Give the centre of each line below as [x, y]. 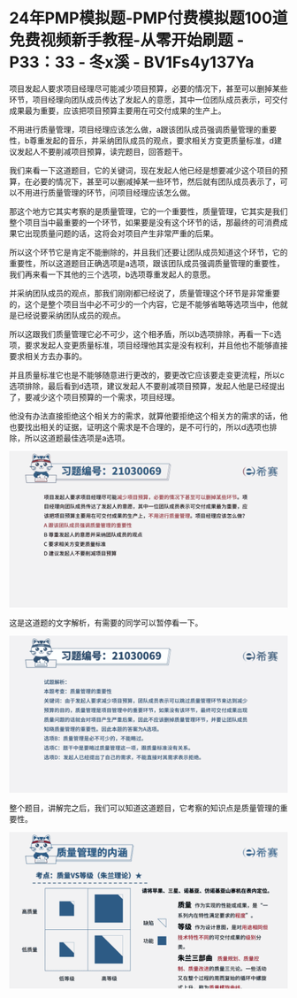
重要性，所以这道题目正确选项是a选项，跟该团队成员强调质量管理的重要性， [147, 263]
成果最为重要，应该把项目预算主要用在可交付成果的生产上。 [118, 111]
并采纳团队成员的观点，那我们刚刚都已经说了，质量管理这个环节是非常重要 [145, 293]
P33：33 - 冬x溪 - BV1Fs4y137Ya [132, 62]
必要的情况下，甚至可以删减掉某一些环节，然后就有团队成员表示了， [156, 181]
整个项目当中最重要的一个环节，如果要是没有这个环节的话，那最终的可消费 [145, 222]
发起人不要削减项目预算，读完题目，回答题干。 [102, 151]
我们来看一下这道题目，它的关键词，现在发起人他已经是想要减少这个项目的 [145, 170]
